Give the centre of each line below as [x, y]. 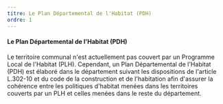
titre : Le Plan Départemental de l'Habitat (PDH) [80, 13]
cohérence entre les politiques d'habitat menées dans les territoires [103, 86]
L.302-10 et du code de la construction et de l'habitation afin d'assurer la [110, 79]
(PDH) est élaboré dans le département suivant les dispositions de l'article [112, 71]
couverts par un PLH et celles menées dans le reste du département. [104, 93]
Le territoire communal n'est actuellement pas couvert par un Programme [111, 57]
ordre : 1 [20, 20]
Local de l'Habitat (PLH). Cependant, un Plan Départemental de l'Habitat [109, 64]
